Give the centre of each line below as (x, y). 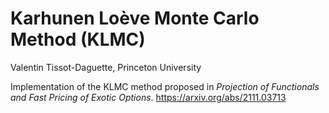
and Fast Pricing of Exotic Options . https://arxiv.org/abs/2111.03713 (148, 97)
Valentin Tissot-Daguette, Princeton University (106, 67)
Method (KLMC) (78, 39)
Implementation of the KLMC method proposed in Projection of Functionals (165, 86)
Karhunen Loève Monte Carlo (135, 18)
